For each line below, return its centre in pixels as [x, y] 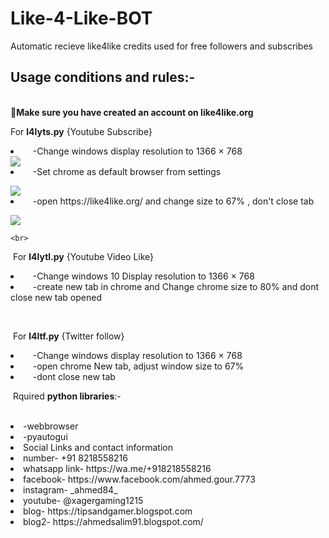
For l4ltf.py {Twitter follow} [68, 336]
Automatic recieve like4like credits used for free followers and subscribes [161, 46]
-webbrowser [51, 426]
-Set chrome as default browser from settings [127, 171]
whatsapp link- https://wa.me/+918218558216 [117, 468]
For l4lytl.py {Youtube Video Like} [83, 256]
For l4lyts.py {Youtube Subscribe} [81, 131]
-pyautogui [45, 436]
